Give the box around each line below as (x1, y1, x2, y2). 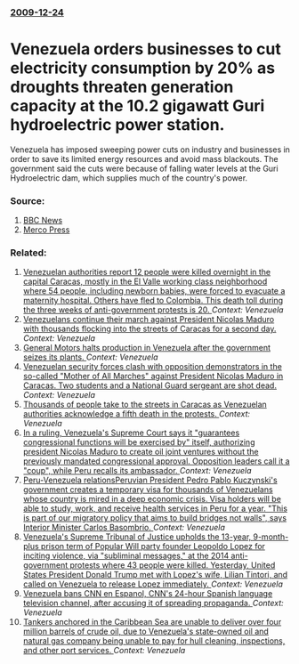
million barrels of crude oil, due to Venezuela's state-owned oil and (22, 626, 270, 637)
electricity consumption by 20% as (10, 58, 275, 78)
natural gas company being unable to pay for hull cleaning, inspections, (22, 636, 286, 646)
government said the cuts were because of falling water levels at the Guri (10, 163, 279, 174)
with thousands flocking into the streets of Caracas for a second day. (22, 323, 277, 335)
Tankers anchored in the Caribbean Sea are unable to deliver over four (22, 617, 282, 628)
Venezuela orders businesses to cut (10, 39, 281, 60)
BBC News (22, 215, 63, 226)
